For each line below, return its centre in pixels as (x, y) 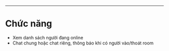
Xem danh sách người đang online (48, 37)
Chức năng (29, 24)
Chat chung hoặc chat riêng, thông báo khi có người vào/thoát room (83, 43)
